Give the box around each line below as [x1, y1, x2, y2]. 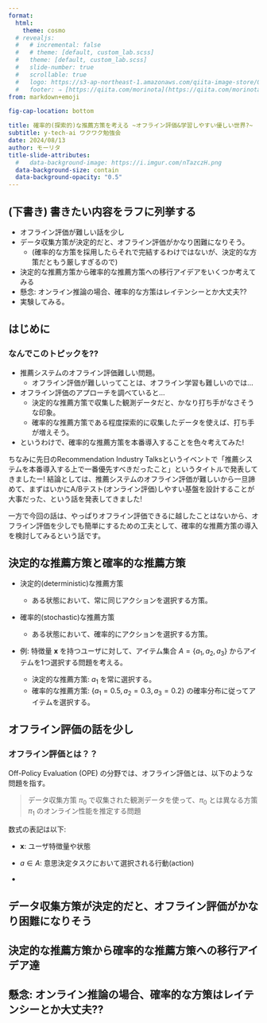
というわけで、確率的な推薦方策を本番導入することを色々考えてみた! [19, 437, 245, 447]
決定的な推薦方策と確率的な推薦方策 [8, 556, 186, 570]
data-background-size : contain [15, 166, 119, 174]
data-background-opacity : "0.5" [15, 173, 123, 181]
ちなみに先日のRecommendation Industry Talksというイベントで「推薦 [8, 454, 239, 463]
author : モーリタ [8, 144, 61, 152]
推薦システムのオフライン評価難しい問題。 [19, 367, 160, 378]
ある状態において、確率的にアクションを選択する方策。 [31, 630, 212, 639]
